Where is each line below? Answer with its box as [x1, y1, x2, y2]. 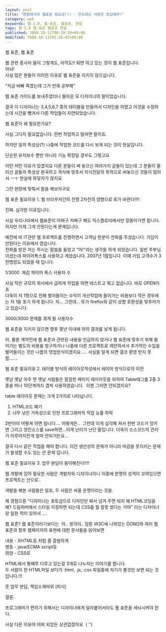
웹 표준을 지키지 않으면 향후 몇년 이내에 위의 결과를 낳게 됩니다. [5, 326, 127, 332]
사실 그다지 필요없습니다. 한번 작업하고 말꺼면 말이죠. [5, 131, 107, 137]
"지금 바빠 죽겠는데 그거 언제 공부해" [5, 82, 75, 88]
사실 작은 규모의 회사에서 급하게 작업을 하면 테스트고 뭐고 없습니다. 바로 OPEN [5, 280, 156, 286]
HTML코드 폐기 [12, 403, 43, 410]
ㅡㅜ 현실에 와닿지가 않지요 [10, 175, 62, 181]
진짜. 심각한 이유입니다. [5, 207, 51, 212]
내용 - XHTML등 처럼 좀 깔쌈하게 [5, 537, 69, 544]
